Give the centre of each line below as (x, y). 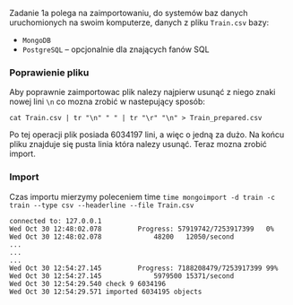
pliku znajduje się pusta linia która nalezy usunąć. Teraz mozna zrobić (138, 144)
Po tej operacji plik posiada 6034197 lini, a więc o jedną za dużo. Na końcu (147, 135)
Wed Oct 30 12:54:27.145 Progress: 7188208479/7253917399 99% (144, 268)
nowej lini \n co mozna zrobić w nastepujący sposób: (108, 101)
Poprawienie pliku (49, 73)
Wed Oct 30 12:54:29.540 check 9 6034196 (88, 283)
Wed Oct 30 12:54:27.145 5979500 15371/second (122, 276)
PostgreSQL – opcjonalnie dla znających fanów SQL (116, 49)
